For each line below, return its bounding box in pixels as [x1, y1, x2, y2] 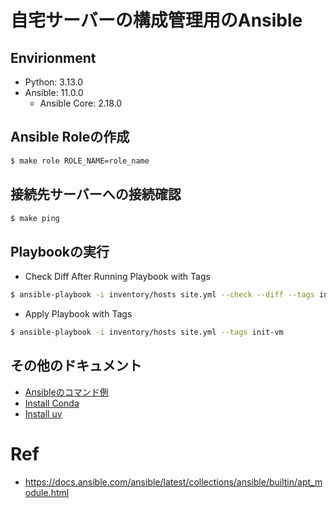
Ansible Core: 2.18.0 [39, 97, 123, 109]
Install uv [24, 407, 63, 420]
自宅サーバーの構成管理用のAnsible [10, 9, 303, 32]
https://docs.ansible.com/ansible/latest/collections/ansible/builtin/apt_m [24, 476, 323, 488]
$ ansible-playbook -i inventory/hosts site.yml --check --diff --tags [10, 290, 315, 300]
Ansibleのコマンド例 [24, 386, 109, 398]
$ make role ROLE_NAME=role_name [10, 156, 150, 166]
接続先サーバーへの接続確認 [10, 186, 182, 203]
